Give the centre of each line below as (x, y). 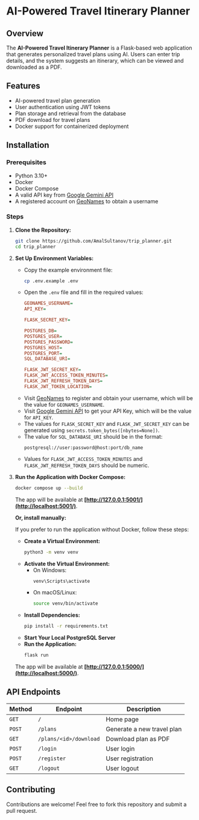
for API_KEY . (39, 417)
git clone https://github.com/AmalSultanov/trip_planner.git (93, 241)
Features (23, 86)
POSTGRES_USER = (43, 336)
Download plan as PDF (137, 739)
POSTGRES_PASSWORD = (49, 342)
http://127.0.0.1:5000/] (115, 667)
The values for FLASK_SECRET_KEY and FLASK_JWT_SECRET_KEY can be (107, 424)
